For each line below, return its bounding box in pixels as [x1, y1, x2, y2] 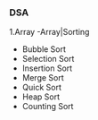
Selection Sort [21, 54, 75, 64]
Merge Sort [21, 73, 64, 83]
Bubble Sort [21, 44, 67, 55]
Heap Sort [21, 91, 61, 102]
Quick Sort [21, 82, 62, 93]
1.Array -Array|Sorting [9, 27, 90, 38]
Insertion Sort [21, 63, 73, 73]
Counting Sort [21, 101, 74, 112]
